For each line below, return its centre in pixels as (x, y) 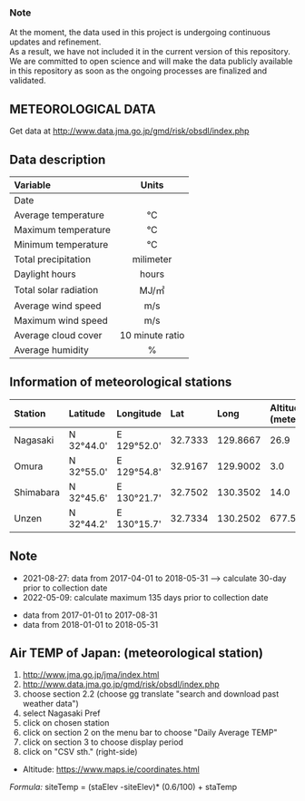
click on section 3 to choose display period (103, 742)
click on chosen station (66, 723)
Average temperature (59, 215)
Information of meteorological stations (121, 382)
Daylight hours (45, 274)
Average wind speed (58, 306)
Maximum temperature (63, 230)
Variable (33, 185)
